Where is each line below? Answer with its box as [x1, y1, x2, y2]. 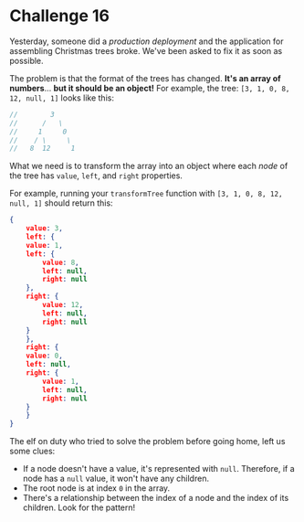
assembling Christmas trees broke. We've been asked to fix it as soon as [9, 45, 283, 56]
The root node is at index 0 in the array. [22, 483, 171, 494]
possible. [9, 55, 44, 66]
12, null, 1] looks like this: [9, 92, 114, 103]
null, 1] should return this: [9, 197, 113, 208]
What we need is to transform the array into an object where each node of [9, 161, 288, 172]
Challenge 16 [9, 5, 110, 27]
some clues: [9, 445, 56, 457]
